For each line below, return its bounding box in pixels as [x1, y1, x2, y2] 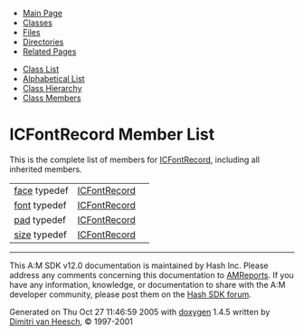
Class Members [22, 92, 81, 103]
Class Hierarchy [22, 83, 83, 93]
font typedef [14, 198, 67, 211]
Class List [22, 63, 60, 74]
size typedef [14, 228, 68, 241]
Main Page [22, 8, 63, 18]
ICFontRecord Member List [9, 124, 215, 145]
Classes [22, 17, 52, 28]
